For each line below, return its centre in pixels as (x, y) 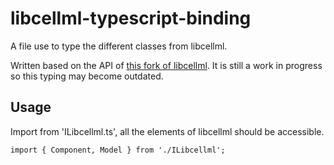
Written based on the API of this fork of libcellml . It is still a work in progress (166, 65)
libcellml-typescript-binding (131, 18)
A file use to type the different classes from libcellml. (119, 46)
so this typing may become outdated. (87, 76)
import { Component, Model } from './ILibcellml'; (118, 150)
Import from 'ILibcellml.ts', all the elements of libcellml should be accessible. (167, 131)
